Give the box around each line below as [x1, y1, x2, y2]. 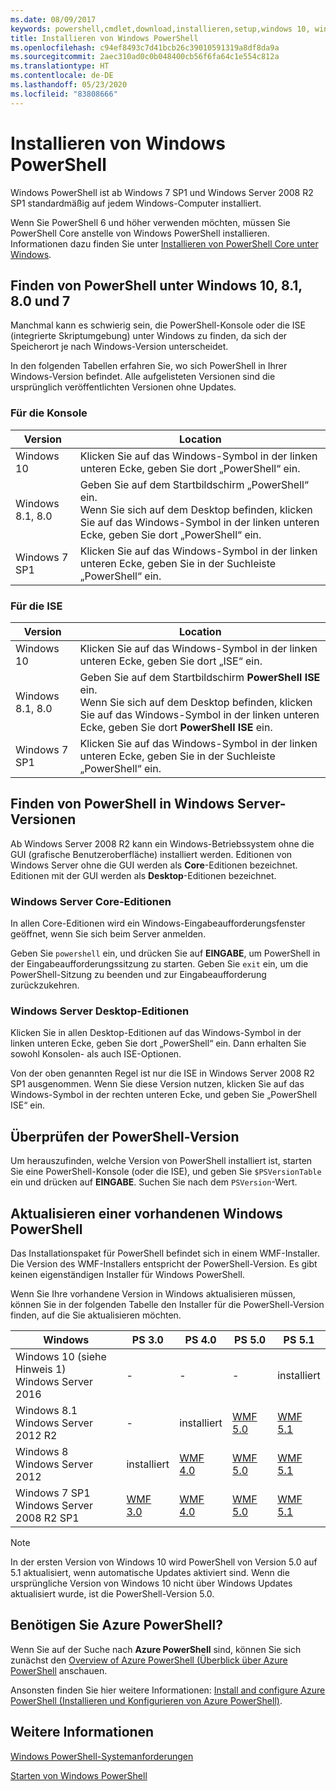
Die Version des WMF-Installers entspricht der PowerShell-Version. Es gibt [10, 1258, 318, 1270]
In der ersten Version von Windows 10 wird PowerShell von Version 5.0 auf [10, 1556, 318, 1568]
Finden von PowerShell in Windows [10, 796, 235, 813]
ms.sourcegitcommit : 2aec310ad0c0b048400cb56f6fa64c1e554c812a [10, 52, 280, 62]
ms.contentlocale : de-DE [10, 71, 114, 81]
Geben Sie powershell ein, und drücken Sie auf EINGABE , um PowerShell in [10, 947, 321, 960]
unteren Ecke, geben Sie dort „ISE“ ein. [79, 654, 263, 668]
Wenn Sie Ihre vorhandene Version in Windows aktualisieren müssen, [10, 1288, 296, 1300]
